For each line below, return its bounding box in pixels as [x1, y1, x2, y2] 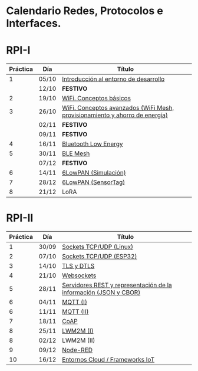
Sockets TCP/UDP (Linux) [61, 243, 134, 251]
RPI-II [6, 211, 34, 225]
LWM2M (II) [61, 336, 95, 344]
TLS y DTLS [61, 262, 95, 270]
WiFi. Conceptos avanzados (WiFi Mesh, [61, 104, 174, 112]
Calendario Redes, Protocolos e [6, 4, 163, 18]
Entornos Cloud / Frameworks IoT [61, 356, 155, 364]
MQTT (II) [61, 308, 89, 316]
